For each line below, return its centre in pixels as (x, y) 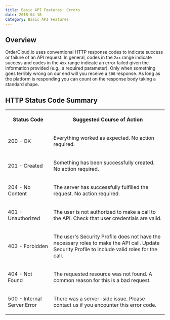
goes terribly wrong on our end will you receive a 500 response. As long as (83, 73)
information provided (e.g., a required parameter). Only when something (80, 68)
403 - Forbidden (28, 246)
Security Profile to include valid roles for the (105, 249)
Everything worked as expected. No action (104, 138)
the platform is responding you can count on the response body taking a (80, 79)
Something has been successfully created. (104, 163)
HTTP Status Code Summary (51, 100)
